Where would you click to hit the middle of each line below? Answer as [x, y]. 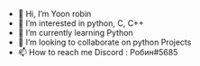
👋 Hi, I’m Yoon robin [55, 14]
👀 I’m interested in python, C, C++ [81, 23]
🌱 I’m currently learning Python [75, 33]
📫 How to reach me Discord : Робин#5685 [98, 52]
